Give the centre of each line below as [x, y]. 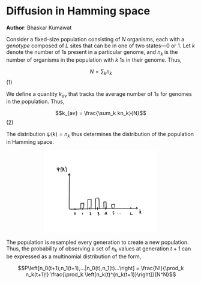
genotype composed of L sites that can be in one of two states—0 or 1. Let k [100, 46]
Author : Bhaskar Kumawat [39, 28]
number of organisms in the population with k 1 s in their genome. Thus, [94, 60]
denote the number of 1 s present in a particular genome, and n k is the [92, 52]
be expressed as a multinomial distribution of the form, [74, 256]
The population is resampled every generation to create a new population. [97, 242]
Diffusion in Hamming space [78, 11]
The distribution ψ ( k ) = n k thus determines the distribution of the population [100, 135]
